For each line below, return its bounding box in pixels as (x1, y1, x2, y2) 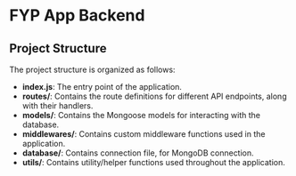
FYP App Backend (9, 5, 145, 26)
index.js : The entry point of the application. (21, 82, 183, 92)
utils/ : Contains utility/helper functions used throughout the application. (21, 157, 285, 167)
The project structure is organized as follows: (9, 64, 176, 75)
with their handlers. (21, 100, 94, 111)
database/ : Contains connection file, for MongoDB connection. (21, 148, 254, 158)
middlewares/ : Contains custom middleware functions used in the (21, 129, 266, 139)
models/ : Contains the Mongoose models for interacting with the (21, 110, 261, 120)
